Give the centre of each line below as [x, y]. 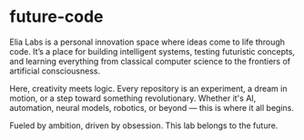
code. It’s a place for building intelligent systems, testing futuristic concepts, [152, 51]
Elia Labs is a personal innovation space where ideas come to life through [147, 42]
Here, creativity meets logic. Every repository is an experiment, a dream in [148, 88]
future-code [56, 17]
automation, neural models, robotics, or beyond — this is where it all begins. [152, 107]
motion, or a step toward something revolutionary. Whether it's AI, [133, 98]
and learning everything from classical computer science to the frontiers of [150, 61]
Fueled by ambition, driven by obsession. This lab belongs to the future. [144, 125]
